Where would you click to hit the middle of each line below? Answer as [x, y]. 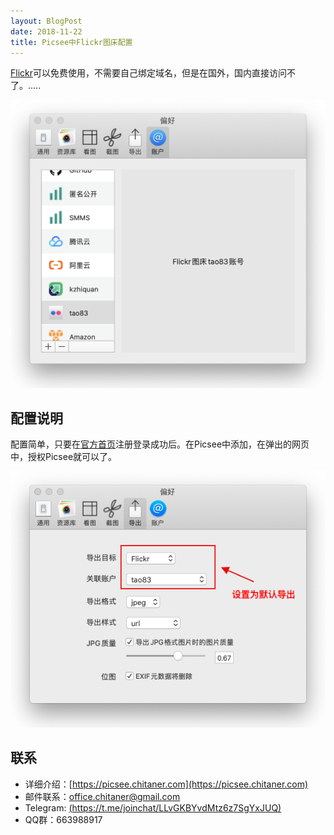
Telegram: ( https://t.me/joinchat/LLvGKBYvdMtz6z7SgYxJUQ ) [153, 807]
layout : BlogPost [46, 21]
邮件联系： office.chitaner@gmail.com [102, 796]
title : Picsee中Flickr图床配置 [71, 42]
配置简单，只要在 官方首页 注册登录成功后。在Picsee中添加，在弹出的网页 [160, 444]
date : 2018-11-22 [46, 31]
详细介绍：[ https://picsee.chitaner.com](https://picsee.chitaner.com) [166, 784]
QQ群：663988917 [63, 819]
